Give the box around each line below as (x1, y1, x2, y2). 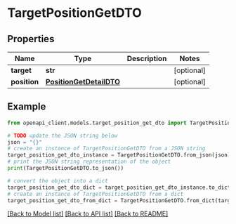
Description (126, 54, 167, 63)
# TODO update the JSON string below (7, 132, 118, 139)
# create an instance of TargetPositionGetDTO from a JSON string (7, 145, 206, 152)
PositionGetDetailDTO (45, 77, 121, 86)
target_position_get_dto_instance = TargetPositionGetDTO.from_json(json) (7, 152, 231, 159)
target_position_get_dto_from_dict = (7, 197, 118, 204)
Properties (7, 33, 55, 45)
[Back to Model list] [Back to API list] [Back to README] (7, 209, 169, 218)
